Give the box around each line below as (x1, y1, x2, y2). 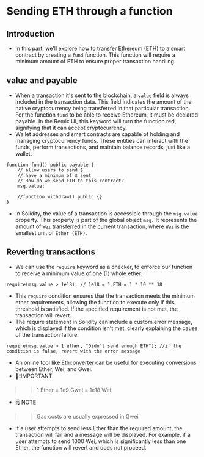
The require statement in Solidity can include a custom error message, (15, 318, 192, 325)
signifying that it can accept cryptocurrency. (15, 124, 127, 131)
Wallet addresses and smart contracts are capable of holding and (15, 130, 180, 138)
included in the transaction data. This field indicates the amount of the (15, 98, 192, 105)
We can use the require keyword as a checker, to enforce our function (15, 263, 193, 270)
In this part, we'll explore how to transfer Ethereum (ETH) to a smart (15, 45, 186, 52)
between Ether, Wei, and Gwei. (15, 365, 93, 373)
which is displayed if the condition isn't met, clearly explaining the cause (15, 325, 198, 332)
